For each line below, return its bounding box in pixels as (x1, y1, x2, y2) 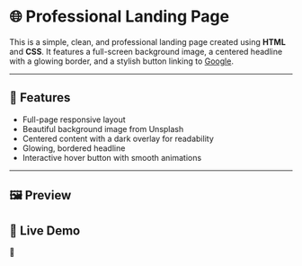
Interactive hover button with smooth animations (22, 152, 202, 163)
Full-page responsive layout (22, 114, 126, 125)
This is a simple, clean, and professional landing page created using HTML (9, 36, 286, 47)
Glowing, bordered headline (22, 142, 126, 154)
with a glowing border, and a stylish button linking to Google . (9, 56, 234, 66)
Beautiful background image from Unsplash (22, 123, 184, 134)
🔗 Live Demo (9, 223, 81, 238)
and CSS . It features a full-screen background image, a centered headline (9, 46, 283, 57)
